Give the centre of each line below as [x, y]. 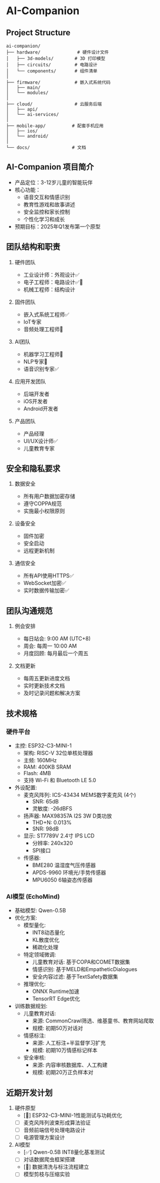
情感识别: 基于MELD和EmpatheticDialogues [85, 969]
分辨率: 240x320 [53, 843]
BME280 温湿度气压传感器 [64, 865]
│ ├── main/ [24, 88]
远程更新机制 [39, 551]
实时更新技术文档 [44, 686]
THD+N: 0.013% [52, 822]
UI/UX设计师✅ [41, 441]
